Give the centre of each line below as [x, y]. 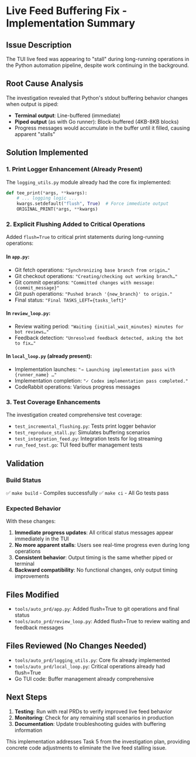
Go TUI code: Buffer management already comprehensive [84, 678]
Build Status [24, 480]
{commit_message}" [37, 288]
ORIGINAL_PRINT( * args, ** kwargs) [57, 209]
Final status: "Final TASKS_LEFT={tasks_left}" [71, 300]
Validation [25, 463]
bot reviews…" [32, 332]
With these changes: [31, 521]
